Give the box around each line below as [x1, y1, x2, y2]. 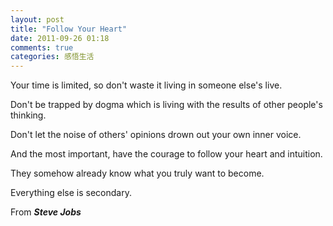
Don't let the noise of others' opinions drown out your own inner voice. [10, 129, 302, 141]
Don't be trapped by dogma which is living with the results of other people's [10, 99, 323, 111]
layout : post [10, 14, 65, 25]
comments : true [10, 42, 74, 53]
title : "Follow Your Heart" [10, 24, 128, 34]
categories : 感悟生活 [10, 52, 95, 62]
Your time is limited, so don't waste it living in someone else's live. [10, 79, 283, 91]
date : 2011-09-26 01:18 [10, 33, 110, 43]
